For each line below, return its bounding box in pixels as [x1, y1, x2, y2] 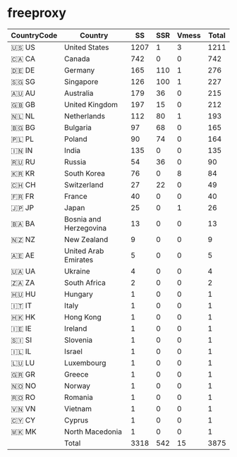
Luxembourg [64, 358, 107, 367]
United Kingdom [64, 99, 119, 109]
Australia [64, 88, 94, 98]
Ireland [64, 323, 87, 333]
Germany [64, 65, 95, 75]
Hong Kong [64, 312, 102, 322]
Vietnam [64, 403, 92, 413]
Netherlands [64, 111, 106, 121]
